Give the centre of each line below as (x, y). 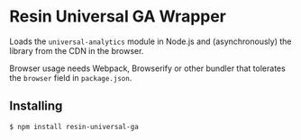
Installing (36, 106)
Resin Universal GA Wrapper (118, 17)
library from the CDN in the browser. (77, 50)
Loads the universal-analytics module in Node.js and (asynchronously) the (150, 41)
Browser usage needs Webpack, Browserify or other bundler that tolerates (147, 68)
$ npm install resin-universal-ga (74, 127)
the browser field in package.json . (71, 77)
